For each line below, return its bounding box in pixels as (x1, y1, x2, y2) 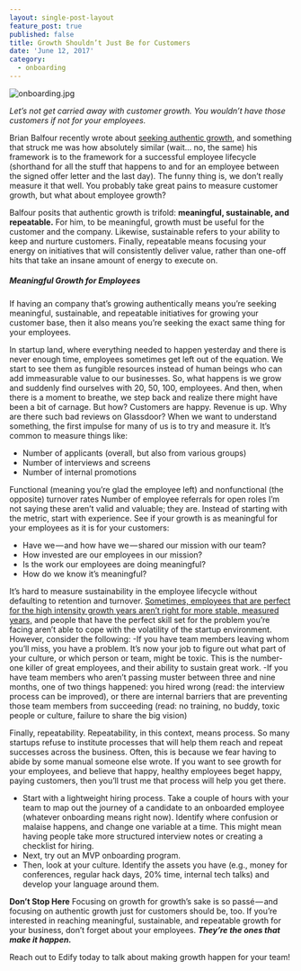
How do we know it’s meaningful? (22, 568, 147, 579)
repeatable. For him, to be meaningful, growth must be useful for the (9, 217, 265, 227)
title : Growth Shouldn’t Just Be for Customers (9, 38, 191, 48)
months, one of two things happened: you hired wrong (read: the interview (9, 681, 286, 692)
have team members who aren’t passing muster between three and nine (9, 672, 276, 682)
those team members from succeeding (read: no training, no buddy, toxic (9, 700, 280, 711)
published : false (9, 30, 75, 39)
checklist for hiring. (22, 840, 94, 851)
